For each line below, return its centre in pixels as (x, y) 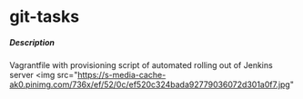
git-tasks (45, 17)
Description (32, 42)
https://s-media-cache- (121, 75)
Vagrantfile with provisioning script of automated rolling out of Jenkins (141, 65)
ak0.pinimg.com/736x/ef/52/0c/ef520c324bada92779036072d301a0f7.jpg (150, 84)
